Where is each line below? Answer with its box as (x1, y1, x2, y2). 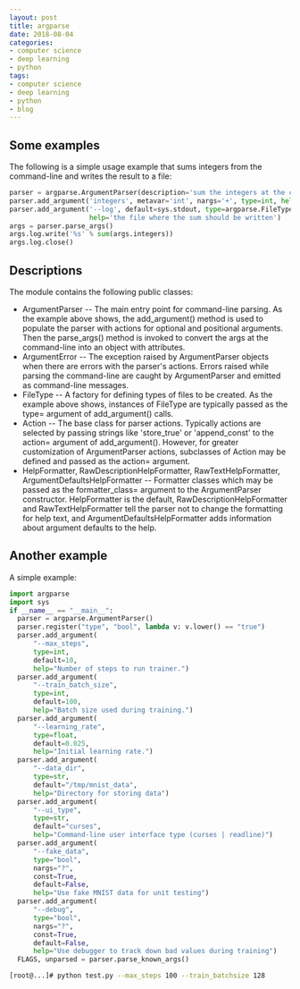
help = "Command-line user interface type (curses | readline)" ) (32, 831, 274, 840)
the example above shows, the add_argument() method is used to (21, 314, 263, 324)
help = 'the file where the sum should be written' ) (88, 213, 281, 222)
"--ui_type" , (32, 806, 82, 815)
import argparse (9, 589, 70, 598)
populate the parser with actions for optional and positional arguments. (21, 323, 284, 334)
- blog (9, 105, 34, 114)
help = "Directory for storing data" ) (32, 789, 170, 798)
